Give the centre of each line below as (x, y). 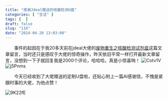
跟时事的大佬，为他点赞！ (32, 82)
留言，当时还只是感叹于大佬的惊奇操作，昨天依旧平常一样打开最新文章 (82, 54)
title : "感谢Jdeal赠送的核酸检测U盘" (41, 10)
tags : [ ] (17, 19)
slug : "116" (18, 28)
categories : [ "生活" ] (30, 14)
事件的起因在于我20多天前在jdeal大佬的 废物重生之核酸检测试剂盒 (81, 48)
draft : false (19, 24)
